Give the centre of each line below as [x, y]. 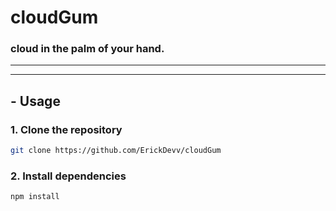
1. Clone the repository [66, 129]
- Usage [35, 101]
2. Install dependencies [68, 176]
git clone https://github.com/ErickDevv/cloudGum [116, 151]
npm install [35, 197]
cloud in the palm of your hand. [87, 49]
